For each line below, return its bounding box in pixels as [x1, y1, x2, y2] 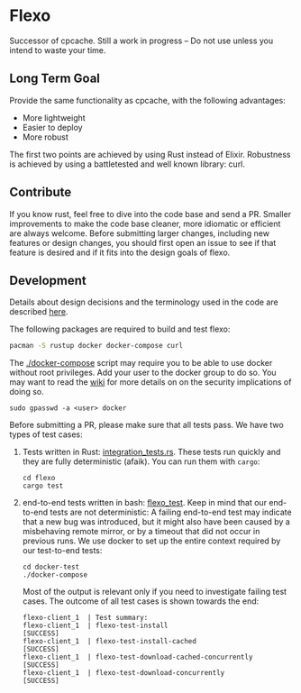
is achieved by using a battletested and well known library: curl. [9, 159, 246, 169]
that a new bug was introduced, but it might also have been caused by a [22, 516, 290, 527]
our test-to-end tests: [22, 545, 103, 556]
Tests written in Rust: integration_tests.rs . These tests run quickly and [22, 447, 281, 458]
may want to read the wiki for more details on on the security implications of [9, 377, 292, 388]
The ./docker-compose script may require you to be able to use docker [9, 358, 273, 369]
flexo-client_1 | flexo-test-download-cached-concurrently [22, 652, 253, 662]
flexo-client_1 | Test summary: [22, 614, 149, 623]
